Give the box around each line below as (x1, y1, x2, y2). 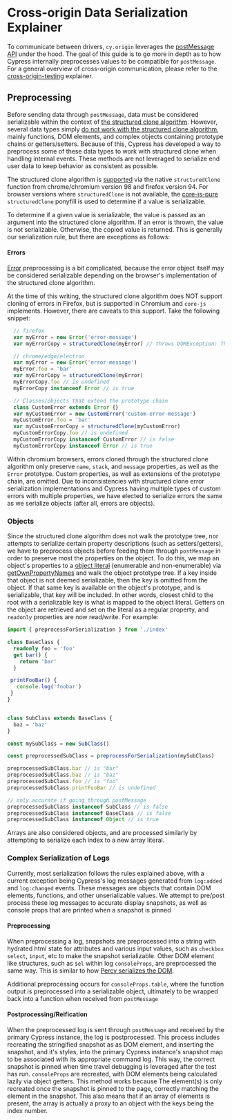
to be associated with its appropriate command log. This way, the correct (7, 1055, 215, 1063)
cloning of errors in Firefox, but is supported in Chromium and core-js (7, 299, 206, 307)
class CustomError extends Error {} (13, 403, 119, 411)
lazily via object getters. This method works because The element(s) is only (7, 1077, 222, 1085)
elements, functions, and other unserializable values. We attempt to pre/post (7, 891, 225, 899)
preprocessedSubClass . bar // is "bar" (7, 765, 119, 772)
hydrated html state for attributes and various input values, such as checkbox (7, 944, 224, 953)
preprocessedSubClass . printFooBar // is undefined (7, 784, 156, 791)
